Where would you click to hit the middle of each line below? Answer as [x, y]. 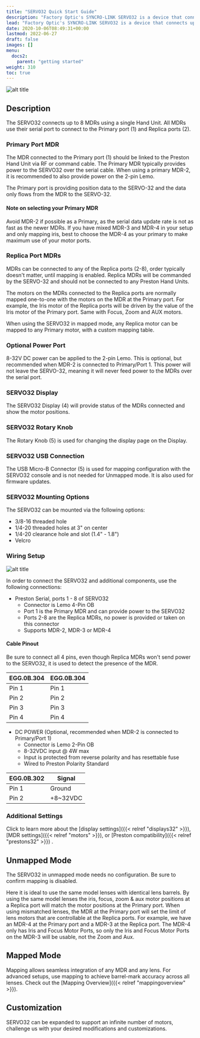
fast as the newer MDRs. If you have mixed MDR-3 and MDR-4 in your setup [100, 228]
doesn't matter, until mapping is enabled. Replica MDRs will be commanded [99, 275]
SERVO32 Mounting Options [48, 497]
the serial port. [24, 377]
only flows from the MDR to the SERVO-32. [59, 194]
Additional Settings [35, 816]
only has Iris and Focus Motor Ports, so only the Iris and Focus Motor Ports [98, 930]
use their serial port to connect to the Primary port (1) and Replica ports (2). [99, 129]
